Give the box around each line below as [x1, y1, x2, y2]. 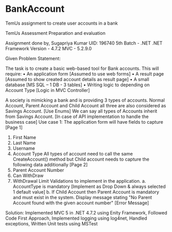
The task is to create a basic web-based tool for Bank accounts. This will [5, 65, 159, 71]
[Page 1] [5, 124, 23, 130]
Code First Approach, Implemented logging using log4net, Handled [5, 215, 147, 221]
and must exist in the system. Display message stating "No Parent [12, 194, 152, 200]
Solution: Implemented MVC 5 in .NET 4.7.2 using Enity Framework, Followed [5, 209, 167, 216]
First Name [12, 134, 36, 140]
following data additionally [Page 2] [12, 161, 88, 167]
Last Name [12, 140, 36, 146]
